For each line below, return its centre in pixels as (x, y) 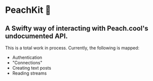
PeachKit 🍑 (28, 10)
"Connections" (27, 63)
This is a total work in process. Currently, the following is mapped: (72, 48)
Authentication (27, 57)
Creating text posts (32, 68)
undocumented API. (37, 36)
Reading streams (29, 73)
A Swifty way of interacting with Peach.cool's (77, 28)
